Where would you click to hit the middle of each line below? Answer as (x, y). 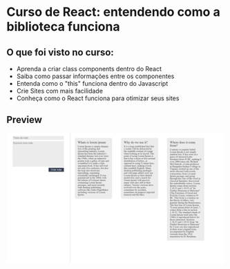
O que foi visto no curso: (60, 52)
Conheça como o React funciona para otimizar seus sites (98, 98)
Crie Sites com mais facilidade (59, 91)
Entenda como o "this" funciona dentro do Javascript (92, 83)
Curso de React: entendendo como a (113, 12)
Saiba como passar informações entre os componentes (95, 76)
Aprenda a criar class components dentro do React (89, 69)
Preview (25, 120)
